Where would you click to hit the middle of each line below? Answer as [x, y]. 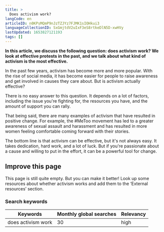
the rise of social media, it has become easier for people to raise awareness [82, 76]
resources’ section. [24, 188]
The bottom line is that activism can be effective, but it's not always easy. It [81, 140]
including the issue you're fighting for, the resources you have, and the [76, 101]
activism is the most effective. [36, 61]
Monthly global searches [87, 214]
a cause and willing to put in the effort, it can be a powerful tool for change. [81, 151]
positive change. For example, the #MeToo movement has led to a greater [79, 121]
